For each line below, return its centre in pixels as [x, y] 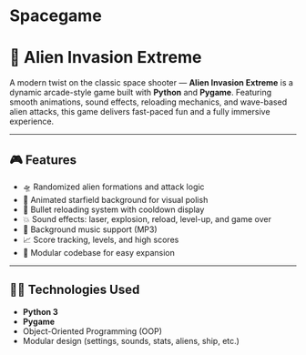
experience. [32, 122]
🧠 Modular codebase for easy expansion [98, 252]
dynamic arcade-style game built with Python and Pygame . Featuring [140, 93]
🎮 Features [43, 160]
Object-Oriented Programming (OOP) [92, 331]
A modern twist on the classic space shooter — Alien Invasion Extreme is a [152, 83]
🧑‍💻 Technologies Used [75, 290]
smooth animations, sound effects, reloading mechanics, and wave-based [148, 102]
